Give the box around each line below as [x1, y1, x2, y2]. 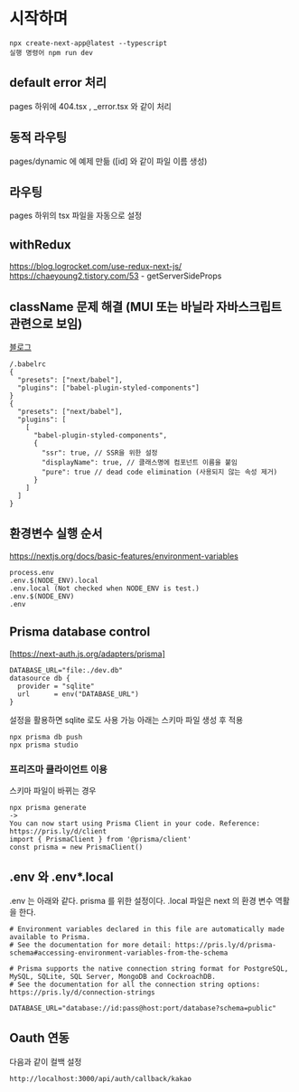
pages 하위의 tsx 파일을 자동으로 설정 [9, 210, 143, 221]
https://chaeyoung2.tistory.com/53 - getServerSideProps [9, 270, 222, 281]
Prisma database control [9, 625, 151, 640]
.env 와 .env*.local [9, 870, 114, 885]
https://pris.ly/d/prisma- [174, 940, 277, 949]
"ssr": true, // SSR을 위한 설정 [42, 448, 158, 457]
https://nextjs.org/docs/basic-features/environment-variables [9, 551, 239, 561]
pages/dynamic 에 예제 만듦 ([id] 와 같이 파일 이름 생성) [9, 155, 208, 166]
